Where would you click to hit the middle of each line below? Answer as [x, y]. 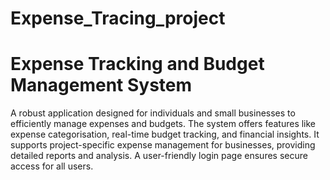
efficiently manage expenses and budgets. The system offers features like [163, 124]
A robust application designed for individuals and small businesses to [153, 113]
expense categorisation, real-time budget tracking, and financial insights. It [165, 134]
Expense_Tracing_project [118, 18]
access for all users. [52, 166]
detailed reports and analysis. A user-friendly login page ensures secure [159, 156]
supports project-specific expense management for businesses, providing [163, 145]
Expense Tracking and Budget [137, 64]
